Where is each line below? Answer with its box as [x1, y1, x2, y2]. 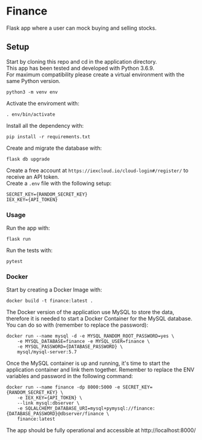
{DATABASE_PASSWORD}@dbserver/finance [6, 411, 104, 417]
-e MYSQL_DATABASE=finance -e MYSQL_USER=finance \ [17, 338, 150, 345]
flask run [6, 236, 31, 242]
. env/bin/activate [6, 111, 56, 118]
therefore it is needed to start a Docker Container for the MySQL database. [6, 315, 192, 322]
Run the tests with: [6, 247, 53, 254]
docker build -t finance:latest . [6, 298, 94, 304]
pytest [6, 259, 23, 265]
